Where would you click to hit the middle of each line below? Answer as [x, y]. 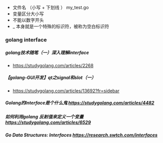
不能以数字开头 [28, 20]
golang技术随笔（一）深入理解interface [47, 53]
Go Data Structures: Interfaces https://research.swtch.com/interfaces [81, 135]
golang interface [26, 39]
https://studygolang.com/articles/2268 [53, 65]
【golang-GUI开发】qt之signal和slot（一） [51, 78]
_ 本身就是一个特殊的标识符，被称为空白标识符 [61, 26]
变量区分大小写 [28, 14]
